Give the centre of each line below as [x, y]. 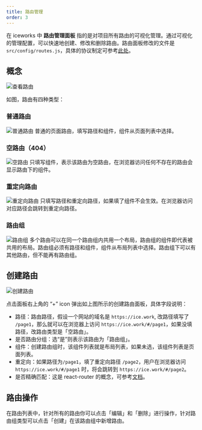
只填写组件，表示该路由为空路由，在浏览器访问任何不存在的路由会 [111, 162]
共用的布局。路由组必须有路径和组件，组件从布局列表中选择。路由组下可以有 [101, 247]
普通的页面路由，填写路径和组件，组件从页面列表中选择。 [106, 131]
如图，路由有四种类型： [35, 99]
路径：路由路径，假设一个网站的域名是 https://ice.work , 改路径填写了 [102, 317]
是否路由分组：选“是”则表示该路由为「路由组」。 [74, 339]
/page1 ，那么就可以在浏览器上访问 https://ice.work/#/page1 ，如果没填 [103, 324]
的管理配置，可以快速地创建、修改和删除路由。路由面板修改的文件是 [90, 43]
